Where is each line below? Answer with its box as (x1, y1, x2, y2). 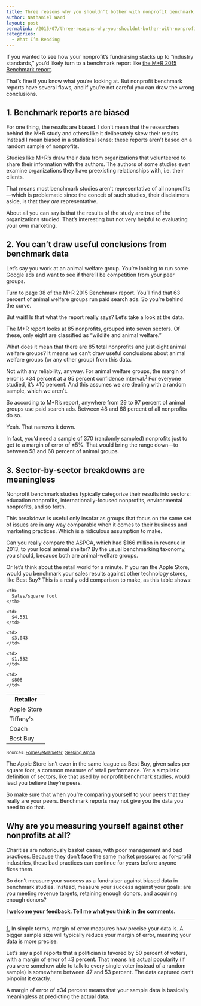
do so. (6, 412, 22, 419)
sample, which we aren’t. (6, 387, 68, 394)
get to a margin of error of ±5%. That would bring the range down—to (6, 441, 178, 448)
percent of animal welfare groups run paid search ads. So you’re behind (6, 295, 184, 303)
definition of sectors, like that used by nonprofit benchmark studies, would (6, 773, 190, 780)
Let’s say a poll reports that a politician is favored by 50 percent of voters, (6, 949, 188, 956)
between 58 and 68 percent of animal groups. (6, 448, 120, 455)
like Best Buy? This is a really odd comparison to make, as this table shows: (6, 576, 193, 583)
